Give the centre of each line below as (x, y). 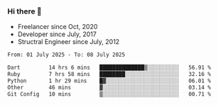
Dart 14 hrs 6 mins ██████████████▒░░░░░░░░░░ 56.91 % (109, 68)
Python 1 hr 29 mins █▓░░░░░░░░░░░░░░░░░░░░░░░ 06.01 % (109, 81)
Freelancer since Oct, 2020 (58, 27)
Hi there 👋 (25, 11)
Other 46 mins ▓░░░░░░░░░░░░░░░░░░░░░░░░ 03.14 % (109, 87)
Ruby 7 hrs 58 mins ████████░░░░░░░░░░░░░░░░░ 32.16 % (109, 74)
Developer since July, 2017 (57, 34)
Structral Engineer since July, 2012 (69, 42)
